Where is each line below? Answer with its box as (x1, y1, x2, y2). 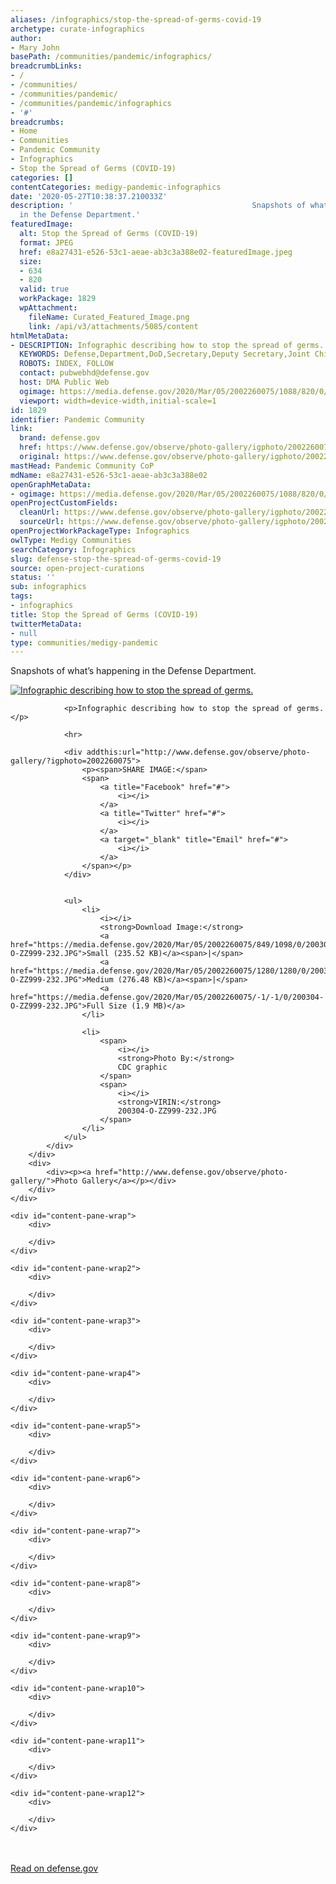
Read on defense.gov (10, 1862, 99, 1875)
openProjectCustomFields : (10, 498, 118, 508)
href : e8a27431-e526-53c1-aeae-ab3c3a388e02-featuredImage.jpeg (19, 247, 293, 257)
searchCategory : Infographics (10, 544, 137, 555)
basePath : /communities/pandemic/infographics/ (10, 52, 213, 62)
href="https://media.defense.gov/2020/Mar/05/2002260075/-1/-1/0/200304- (10, 992, 325, 1003)
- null (10, 628, 38, 638)
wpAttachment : (19, 303, 78, 313)
